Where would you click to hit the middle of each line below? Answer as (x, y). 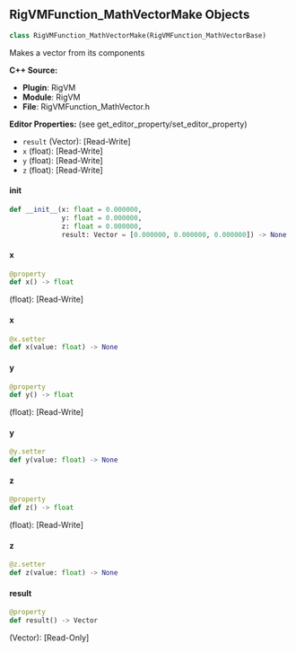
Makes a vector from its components (77, 52)
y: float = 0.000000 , (102, 218)
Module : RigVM (51, 97)
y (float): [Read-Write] (62, 160)
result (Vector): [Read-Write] (77, 141)
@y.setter (28, 452)
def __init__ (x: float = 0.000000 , (76, 209)
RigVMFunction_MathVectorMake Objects (130, 15)
